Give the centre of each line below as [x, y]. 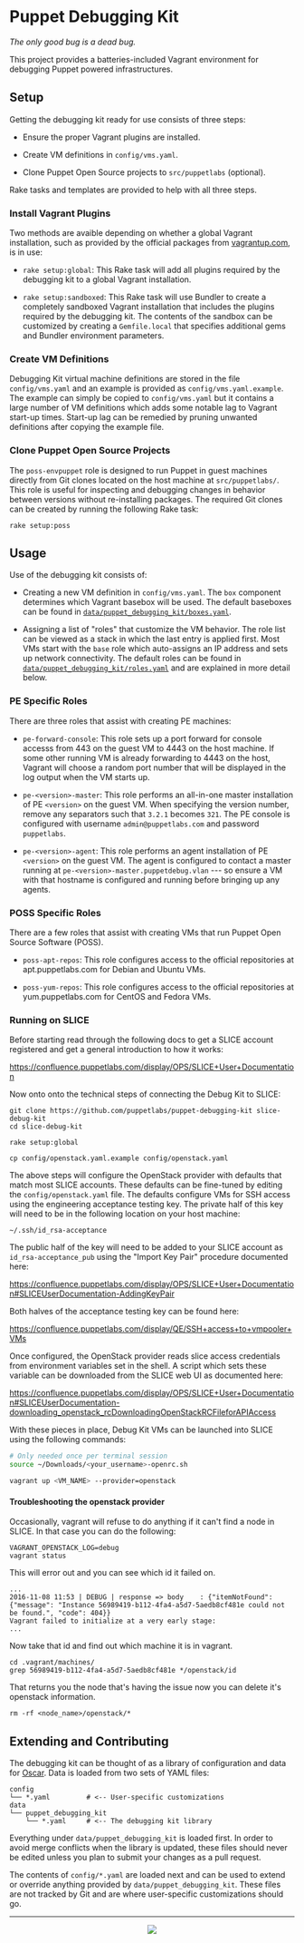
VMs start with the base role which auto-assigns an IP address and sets [155, 649]
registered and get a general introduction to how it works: [117, 1050]
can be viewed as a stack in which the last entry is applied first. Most [151, 639]
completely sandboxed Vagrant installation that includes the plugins [148, 307]
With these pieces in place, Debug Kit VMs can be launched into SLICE [141, 1430]
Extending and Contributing [89, 1741]
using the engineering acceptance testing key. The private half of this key [146, 1205]
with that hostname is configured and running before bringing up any [151, 879]
